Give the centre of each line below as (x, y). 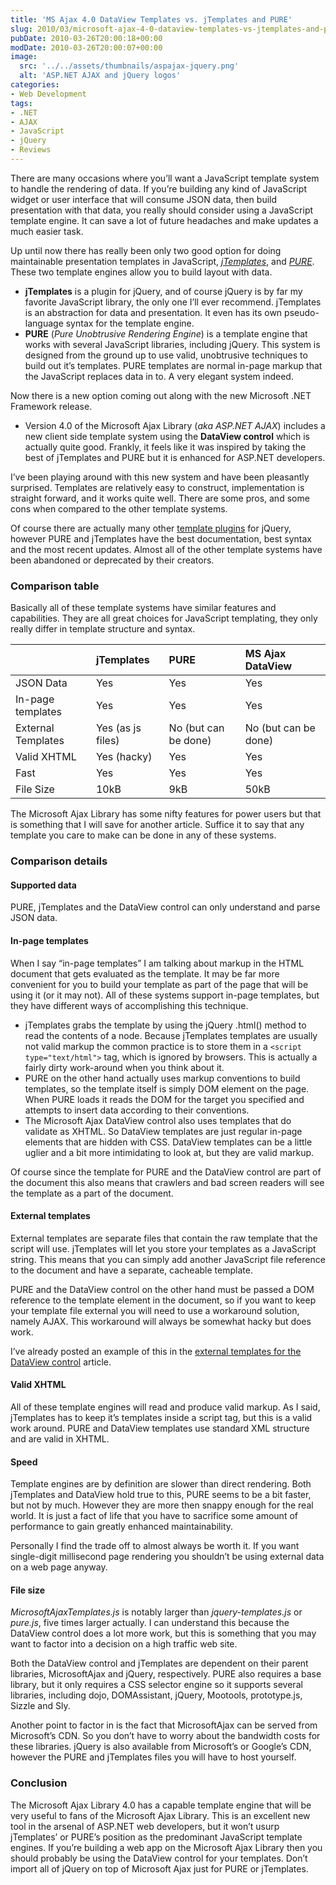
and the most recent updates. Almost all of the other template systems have (166, 549)
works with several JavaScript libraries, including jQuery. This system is (172, 344)
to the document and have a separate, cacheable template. (131, 1270)
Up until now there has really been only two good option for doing (146, 250)
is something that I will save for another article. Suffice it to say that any (157, 825)
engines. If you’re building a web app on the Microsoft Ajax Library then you (166, 1847)
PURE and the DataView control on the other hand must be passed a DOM (162, 1289)
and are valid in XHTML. (60, 1438)
